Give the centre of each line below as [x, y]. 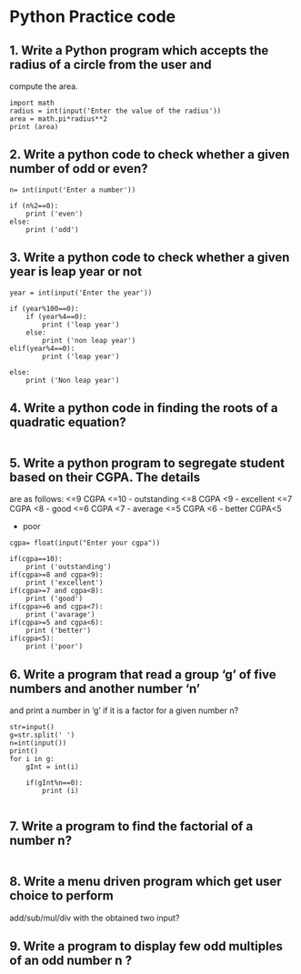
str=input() [32, 728]
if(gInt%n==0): [55, 783]
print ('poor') [55, 647]
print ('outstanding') [69, 567]
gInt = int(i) [52, 767]
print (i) [60, 791]
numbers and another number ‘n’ [105, 688]
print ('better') [59, 631]
